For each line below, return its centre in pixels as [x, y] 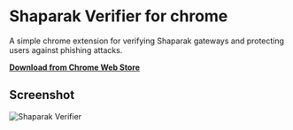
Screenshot [42, 95]
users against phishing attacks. [66, 50]
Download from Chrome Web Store [74, 67]
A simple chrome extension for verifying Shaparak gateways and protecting [147, 41]
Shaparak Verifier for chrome [119, 16]
